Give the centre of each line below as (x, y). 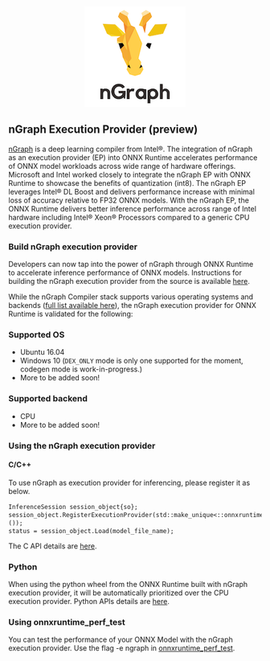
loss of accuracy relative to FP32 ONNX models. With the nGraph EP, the (129, 200)
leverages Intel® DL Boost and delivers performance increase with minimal (132, 191)
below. (19, 491)
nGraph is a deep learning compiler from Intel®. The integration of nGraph (131, 149)
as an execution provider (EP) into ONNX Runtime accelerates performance (133, 157)
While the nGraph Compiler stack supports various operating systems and (131, 297)
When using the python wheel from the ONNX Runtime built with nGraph (128, 585)
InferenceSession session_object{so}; (73, 507)
